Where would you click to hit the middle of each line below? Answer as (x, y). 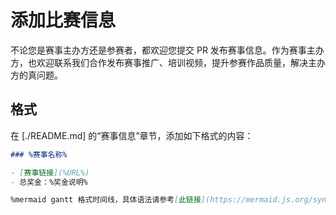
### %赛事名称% (39, 154)
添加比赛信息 (63, 20)
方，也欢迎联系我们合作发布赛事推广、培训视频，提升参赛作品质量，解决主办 (168, 62)
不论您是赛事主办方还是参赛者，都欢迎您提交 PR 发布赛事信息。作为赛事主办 (167, 50)
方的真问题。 (36, 75)
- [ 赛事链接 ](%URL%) (50, 172)
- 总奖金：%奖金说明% (49, 182)
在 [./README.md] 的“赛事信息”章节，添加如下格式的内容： (132, 135)
